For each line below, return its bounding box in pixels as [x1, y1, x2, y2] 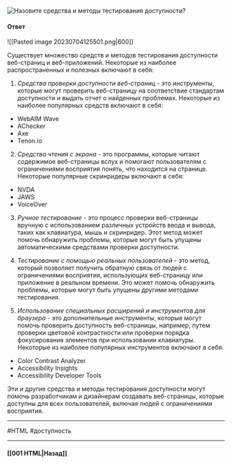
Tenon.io [17, 137, 43, 145]
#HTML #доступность [7, 427, 72, 435]
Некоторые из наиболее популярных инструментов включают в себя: [17, 343, 224, 352]
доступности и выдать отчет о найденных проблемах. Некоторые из [17, 94, 220, 102]
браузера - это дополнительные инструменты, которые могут [17, 314, 202, 322]
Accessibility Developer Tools [17, 371, 102, 380]
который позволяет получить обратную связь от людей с [17, 263, 188, 272]
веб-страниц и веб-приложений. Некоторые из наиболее [7, 59, 177, 67]
